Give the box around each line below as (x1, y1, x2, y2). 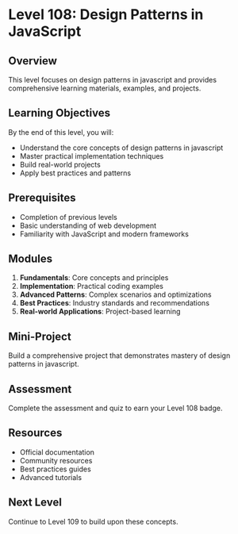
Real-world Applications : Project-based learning (19, 307, 181, 317)
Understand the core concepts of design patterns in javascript (19, 143, 224, 152)
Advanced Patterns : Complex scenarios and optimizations (19, 290, 212, 299)
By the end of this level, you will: (8, 127, 114, 136)
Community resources (19, 455, 93, 465)
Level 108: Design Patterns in (8, 6, 204, 24)
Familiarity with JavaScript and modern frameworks (19, 229, 189, 239)
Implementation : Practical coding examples (19, 282, 164, 291)
